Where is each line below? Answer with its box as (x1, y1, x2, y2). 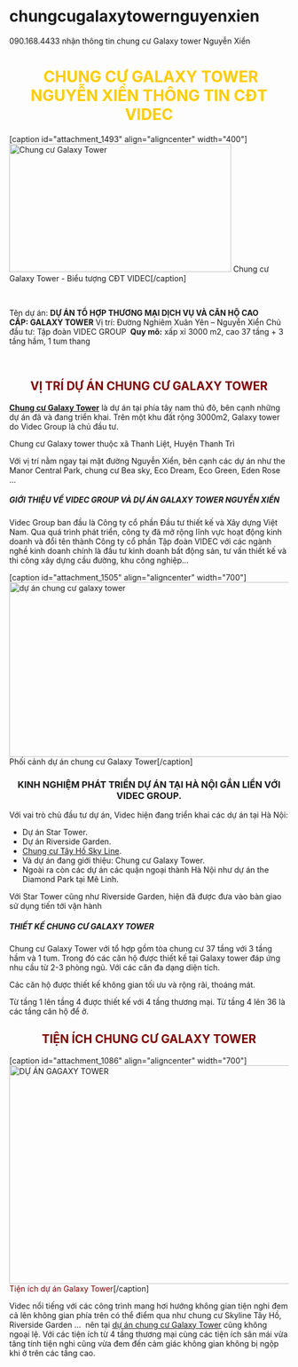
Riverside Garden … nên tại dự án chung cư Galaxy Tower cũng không (9, 1319, 268, 1330)
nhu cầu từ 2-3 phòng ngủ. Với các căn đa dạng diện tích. (9, 961, 220, 973)
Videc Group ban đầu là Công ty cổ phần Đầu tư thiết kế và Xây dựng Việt (9, 517, 278, 527)
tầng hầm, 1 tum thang (9, 336, 90, 346)
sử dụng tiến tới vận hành (9, 900, 102, 911)
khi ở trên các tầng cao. (9, 1347, 96, 1358)
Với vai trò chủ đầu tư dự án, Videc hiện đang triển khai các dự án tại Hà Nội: (9, 810, 288, 820)
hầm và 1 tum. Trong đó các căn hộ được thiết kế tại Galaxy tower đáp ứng (9, 952, 281, 963)
